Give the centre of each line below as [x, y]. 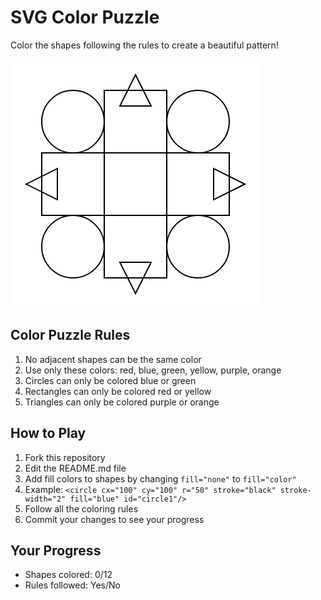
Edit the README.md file [75, 468]
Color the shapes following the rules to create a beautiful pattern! [144, 45]
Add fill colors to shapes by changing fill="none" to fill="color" [160, 478]
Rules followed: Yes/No [72, 585]
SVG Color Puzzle [85, 17]
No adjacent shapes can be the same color [113, 359]
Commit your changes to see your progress [114, 519]
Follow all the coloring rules [81, 508]
